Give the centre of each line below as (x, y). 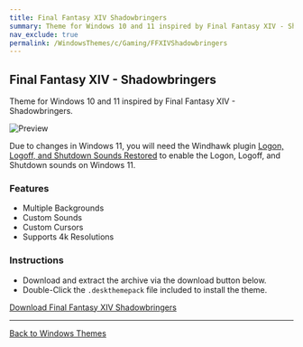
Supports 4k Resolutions (68, 237)
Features (29, 188)
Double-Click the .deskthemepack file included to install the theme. (145, 289)
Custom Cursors (53, 228)
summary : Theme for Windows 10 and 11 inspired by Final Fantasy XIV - (147, 26)
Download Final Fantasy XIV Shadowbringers (93, 307)
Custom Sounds (52, 218)
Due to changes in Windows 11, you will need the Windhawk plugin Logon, (147, 146)
